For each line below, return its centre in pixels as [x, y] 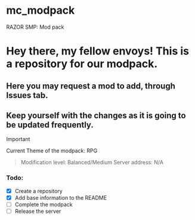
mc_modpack [41, 10]
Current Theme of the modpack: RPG [52, 151]
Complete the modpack [44, 204]
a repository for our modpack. [82, 64]
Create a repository [38, 191]
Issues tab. [27, 95]
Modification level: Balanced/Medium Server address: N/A [92, 163]
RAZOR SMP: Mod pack [35, 27]
